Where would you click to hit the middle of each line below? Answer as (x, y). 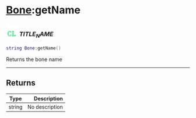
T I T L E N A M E (36, 35)
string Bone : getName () (34, 48)
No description (45, 107)
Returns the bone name (34, 59)
